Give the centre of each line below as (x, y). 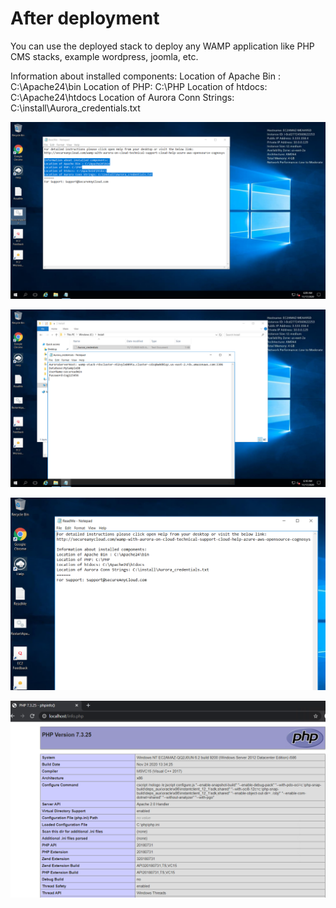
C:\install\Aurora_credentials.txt (75, 108)
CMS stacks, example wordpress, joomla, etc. (104, 56)
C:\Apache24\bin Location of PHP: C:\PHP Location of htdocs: (139, 86)
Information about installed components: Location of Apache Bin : (145, 76)
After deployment (85, 18)
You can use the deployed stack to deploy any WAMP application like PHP (162, 46)
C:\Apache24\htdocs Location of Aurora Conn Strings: (122, 97)
